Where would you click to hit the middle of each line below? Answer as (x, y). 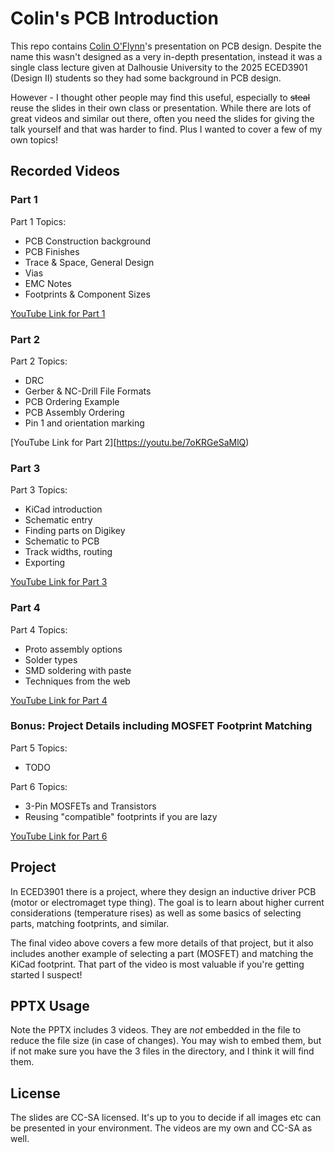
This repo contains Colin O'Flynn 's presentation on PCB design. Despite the (166, 46)
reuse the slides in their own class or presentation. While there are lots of (161, 108)
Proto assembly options (73, 649)
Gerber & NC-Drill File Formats (88, 391)
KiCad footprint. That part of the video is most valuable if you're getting (157, 964)
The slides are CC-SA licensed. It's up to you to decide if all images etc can (166, 1118)
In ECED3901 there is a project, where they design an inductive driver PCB (163, 891)
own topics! (34, 139)
